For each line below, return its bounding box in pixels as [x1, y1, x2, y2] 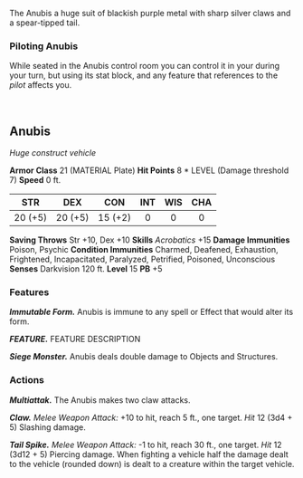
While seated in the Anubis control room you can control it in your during [9, 61, 280, 72]
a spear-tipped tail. [9, 17, 80, 28]
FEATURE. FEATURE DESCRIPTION [9, 334, 141, 345]
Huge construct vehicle [9, 148, 97, 158]
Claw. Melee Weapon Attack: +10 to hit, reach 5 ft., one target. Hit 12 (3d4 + [9, 412, 293, 423]
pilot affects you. [9, 80, 72, 91]
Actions [9, 374, 45, 387]
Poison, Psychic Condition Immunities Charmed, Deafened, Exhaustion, [9, 244, 279, 255]
